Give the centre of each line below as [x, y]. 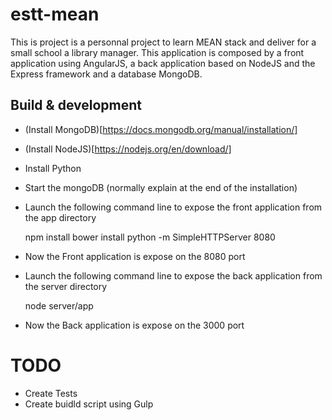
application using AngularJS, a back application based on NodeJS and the [163, 63]
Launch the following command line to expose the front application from [173, 207]
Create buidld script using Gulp [89, 404]
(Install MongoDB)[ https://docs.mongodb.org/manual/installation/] [161, 129]
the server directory [66, 286]
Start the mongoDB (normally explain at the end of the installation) [161, 187]
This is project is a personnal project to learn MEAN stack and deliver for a [163, 42]
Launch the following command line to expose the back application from [173, 275]
